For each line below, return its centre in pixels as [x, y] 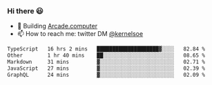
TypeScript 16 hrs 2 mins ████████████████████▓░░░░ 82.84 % [106, 49]
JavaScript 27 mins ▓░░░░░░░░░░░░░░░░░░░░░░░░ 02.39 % [106, 68]
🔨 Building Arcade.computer [57, 26]
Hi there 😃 [25, 11]
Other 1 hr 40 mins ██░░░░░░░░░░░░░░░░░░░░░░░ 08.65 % [106, 56]
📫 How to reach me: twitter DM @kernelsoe [80, 34]
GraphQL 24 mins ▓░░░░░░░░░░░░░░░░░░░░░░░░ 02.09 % [106, 75]
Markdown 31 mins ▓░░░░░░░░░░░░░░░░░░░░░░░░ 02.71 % [106, 62]
